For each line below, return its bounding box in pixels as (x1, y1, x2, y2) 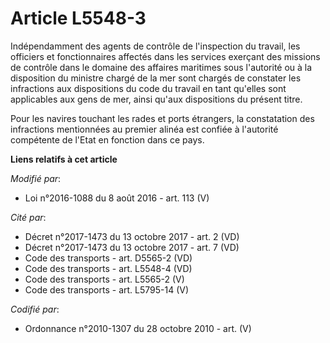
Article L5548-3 (10, 7, 147, 30)
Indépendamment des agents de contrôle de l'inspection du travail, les (10, 40, 301, 52)
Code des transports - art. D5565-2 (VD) (24, 252, 193, 264)
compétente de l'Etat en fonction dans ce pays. (10, 133, 205, 146)
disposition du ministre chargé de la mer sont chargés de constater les (10, 72, 302, 84)
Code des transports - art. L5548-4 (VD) (24, 262, 193, 274)
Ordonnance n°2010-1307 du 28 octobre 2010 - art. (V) (24, 322, 252, 334)
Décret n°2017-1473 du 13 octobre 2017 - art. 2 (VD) (24, 230, 240, 242)
